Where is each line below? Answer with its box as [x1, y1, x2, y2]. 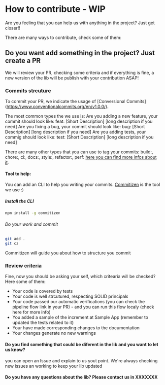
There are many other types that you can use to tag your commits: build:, [5, 149, 154, 155]
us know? [5, 347, 26, 352]
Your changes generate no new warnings [12, 330, 96, 336]
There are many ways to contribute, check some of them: [5, 35, 122, 40]
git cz [5, 241, 19, 246]
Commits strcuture [5, 87, 51, 94]
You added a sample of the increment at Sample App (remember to [12, 315, 149, 320]
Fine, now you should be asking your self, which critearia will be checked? [5, 274, 156, 280]
